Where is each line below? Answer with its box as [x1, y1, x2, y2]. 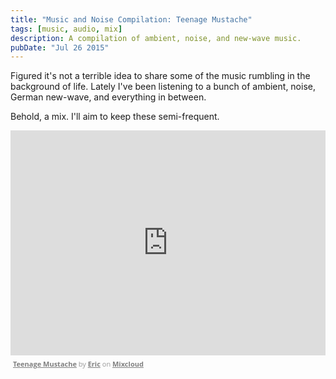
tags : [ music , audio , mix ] [10, 24, 123, 34]
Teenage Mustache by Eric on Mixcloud [13, 359, 144, 370]
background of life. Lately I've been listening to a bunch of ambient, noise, [10, 81, 316, 93]
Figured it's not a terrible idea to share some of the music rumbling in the [10, 70, 311, 82]
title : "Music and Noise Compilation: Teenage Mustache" [10, 14, 253, 25]
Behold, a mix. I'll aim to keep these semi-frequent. [10, 111, 220, 123]
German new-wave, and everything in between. [10, 91, 207, 103]
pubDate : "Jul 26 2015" [10, 42, 110, 53]
